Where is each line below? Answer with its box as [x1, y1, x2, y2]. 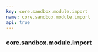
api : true [6, 19, 31, 25]
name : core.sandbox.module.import [6, 14, 91, 20]
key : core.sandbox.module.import [6, 8, 88, 15]
